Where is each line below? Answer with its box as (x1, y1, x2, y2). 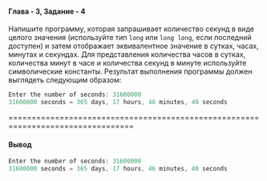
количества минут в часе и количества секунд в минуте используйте (8, 58, 247, 68)
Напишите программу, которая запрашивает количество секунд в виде (8, 24, 255, 34)
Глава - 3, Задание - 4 (8, 6, 86, 16)
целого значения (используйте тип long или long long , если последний (8, 33, 252, 42)
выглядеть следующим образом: (8, 75, 122, 85)
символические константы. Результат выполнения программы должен (8, 66, 253, 76)
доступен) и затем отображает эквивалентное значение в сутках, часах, (8, 41, 259, 51)
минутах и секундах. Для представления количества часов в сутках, (8, 50, 246, 59)
